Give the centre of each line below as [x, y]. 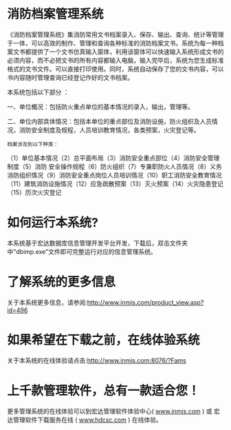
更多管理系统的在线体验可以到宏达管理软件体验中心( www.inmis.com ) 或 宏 [113, 411]
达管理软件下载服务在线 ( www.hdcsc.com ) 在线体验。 [85, 420]
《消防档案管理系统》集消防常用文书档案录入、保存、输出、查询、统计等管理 [115, 34]
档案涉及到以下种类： [33, 144]
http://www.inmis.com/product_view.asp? [145, 302]
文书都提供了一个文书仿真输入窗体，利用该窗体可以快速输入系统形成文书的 [118, 52]
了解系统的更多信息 [62, 282]
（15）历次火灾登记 [34, 192]
